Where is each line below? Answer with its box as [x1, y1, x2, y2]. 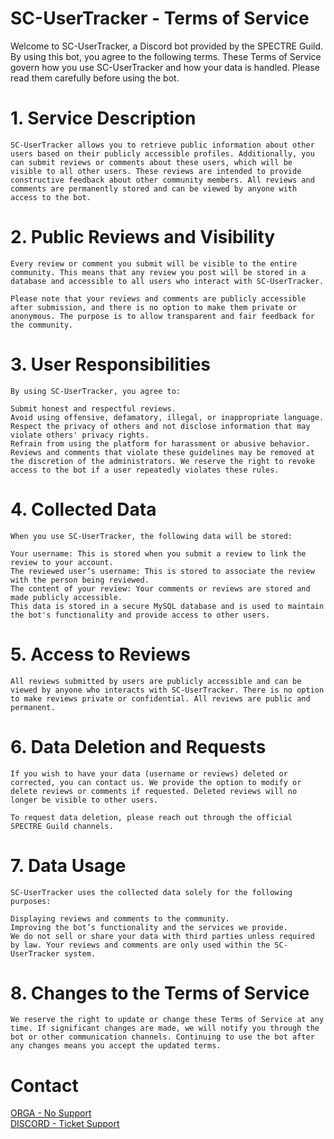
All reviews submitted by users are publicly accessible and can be [10, 676, 302, 686]
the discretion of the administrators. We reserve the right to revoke [10, 456, 315, 466]
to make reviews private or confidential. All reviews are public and [10, 693, 311, 704]
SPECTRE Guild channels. [10, 821, 114, 831]
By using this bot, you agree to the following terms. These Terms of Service [10, 50, 322, 62]
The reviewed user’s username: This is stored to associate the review [10, 566, 315, 576]
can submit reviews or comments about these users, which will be [10, 157, 293, 167]
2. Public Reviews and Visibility [10, 226, 276, 249]
